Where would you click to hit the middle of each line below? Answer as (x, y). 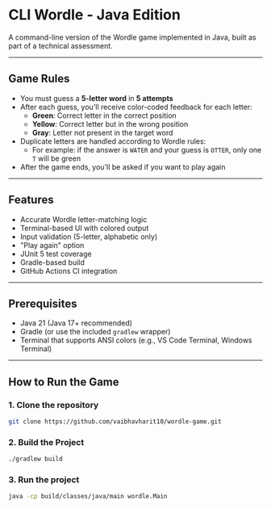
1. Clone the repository (54, 405)
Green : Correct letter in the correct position (104, 115)
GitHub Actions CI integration (69, 271)
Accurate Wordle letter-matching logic (83, 219)
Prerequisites (43, 303)
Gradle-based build (52, 262)
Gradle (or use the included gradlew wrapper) (95, 332)
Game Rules (39, 79)
